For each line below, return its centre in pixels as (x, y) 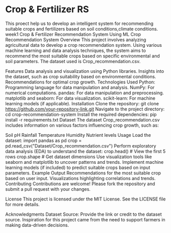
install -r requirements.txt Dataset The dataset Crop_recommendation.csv (83, 120)
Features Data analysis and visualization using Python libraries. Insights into (85, 71)
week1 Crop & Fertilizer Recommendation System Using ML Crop (73, 34)
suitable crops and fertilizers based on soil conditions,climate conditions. (82, 28)
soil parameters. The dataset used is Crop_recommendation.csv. (73, 61)
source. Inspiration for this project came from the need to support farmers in (85, 219)
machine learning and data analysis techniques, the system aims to (76, 50)
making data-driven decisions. (37, 225)
